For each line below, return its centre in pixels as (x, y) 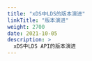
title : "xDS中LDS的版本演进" (46, 14)
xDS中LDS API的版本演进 (45, 46)
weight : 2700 (26, 27)
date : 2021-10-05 (32, 33)
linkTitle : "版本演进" (38, 20)
